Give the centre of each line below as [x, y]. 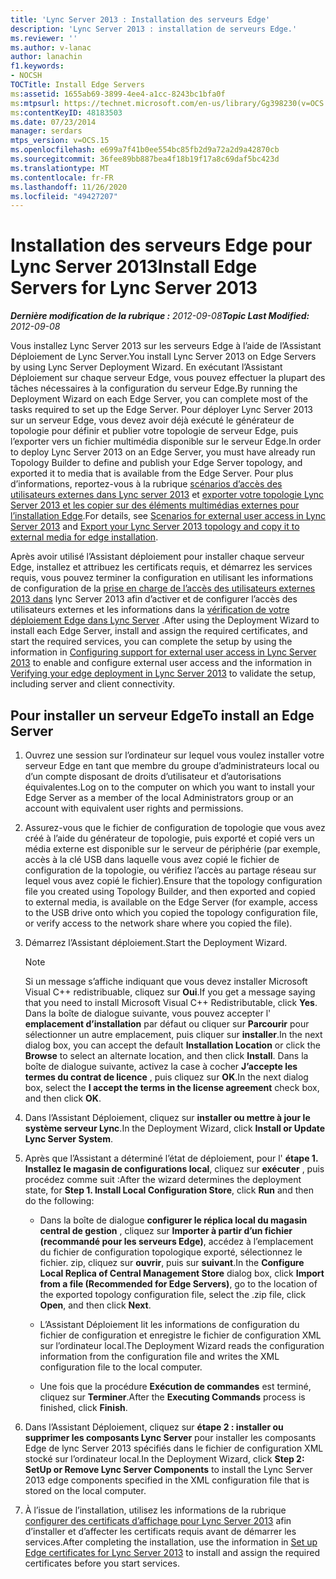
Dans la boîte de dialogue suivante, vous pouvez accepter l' [148, 1013]
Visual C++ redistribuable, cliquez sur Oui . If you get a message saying [170, 992]
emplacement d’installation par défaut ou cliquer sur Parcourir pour [167, 1024]
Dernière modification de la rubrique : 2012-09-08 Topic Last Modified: [160, 316]
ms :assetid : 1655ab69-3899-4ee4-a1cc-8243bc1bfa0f [118, 94]
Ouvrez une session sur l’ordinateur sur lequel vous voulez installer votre [174, 755]
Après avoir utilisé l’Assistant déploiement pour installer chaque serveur [157, 557]
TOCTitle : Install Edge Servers [77, 85]
